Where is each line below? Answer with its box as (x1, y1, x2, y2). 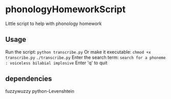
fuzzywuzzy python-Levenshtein (5, 88, 75, 94)
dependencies (5, 75, 52, 83)
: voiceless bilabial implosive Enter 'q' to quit (5, 60, 108, 66)
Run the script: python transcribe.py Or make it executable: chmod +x (5, 48, 151, 55)
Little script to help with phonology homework (5, 20, 102, 27)
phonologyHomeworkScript (5, 4, 126, 15)
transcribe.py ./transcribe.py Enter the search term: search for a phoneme (5, 54, 166, 60)
